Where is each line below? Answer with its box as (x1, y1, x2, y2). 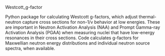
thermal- (139, 14, 157, 19)
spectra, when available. (5, 46, 56, 51)
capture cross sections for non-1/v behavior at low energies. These (22, 19, 161, 25)
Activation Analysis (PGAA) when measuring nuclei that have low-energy (5, 30, 155, 35)
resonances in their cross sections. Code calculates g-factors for (5, 35, 139, 41)
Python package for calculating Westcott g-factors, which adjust (5, 14, 138, 19)
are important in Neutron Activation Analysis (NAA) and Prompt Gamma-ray (5, 24, 161, 30)
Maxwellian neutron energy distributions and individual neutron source (5, 40, 151, 46)
